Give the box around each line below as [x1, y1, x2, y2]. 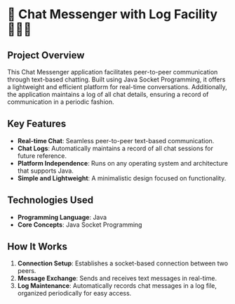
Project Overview [7, 49, 85, 61]
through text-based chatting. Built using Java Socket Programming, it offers [7, 75, 226, 84]
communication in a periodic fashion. [7, 98, 114, 106]
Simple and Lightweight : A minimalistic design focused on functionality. [17, 173, 227, 182]
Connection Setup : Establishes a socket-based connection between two [17, 259, 229, 267]
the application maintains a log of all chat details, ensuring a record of [7, 91, 209, 98]
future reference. [17, 151, 67, 160]
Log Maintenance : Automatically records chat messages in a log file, [17, 282, 217, 290]
